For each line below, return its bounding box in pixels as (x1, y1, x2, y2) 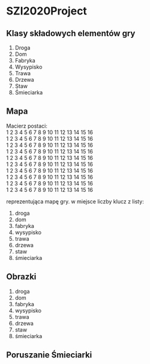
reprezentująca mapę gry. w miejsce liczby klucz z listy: (6, 197, 144, 205)
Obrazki (6, 272, 37, 282)
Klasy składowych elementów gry (6, 28, 136, 39)
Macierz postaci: (6, 122, 48, 129)
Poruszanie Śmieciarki (6, 350, 92, 360)
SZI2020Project (6, 4, 87, 18)
